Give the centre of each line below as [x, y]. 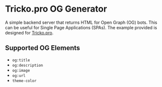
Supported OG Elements [43, 48]
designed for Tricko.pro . [29, 33]
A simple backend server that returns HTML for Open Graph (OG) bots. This [81, 22]
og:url [19, 76]
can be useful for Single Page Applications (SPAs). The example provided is [81, 27]
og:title [21, 60]
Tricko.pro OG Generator [56, 9]
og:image [21, 70]
